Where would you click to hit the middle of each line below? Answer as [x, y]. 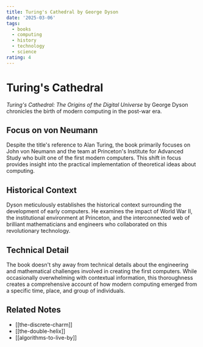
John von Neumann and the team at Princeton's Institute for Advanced [95, 152]
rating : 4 [19, 57]
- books [22, 29]
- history [24, 40]
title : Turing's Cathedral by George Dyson [62, 12]
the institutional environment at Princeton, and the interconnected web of [98, 218]
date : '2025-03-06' [31, 18]
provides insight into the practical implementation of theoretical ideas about [101, 164]
